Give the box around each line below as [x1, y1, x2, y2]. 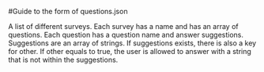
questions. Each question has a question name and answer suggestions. [8, 31, 243, 39]
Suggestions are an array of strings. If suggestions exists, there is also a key [8, 38, 257, 48]
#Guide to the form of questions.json [8, 7, 128, 16]
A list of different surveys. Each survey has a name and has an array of [8, 22, 239, 31]
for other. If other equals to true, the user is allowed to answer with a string [8, 47, 251, 56]
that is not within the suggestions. [8, 55, 119, 64]
